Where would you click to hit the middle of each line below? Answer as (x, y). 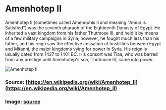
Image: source (23, 102)
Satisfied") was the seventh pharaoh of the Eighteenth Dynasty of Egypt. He (83, 27)
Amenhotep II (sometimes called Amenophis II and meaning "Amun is (76, 22)
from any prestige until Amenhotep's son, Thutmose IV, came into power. (80, 59)
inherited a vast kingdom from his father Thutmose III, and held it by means (82, 33)
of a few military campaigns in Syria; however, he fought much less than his (82, 38)
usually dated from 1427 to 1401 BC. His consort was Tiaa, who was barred (82, 54)
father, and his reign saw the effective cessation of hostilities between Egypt (83, 43)
